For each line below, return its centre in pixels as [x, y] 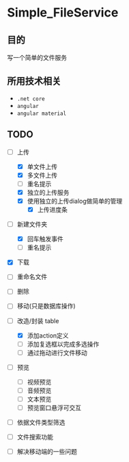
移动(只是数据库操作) [46, 306]
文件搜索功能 [35, 437]
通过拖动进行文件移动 [57, 353]
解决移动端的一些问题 [47, 452]
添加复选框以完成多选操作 [63, 344]
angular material [42, 113]
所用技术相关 [34, 81]
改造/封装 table [38, 320]
